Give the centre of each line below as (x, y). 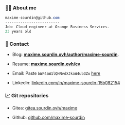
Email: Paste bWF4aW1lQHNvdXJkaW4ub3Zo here (56, 73)
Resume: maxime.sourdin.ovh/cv (46, 64)
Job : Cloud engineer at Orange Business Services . (57, 27)
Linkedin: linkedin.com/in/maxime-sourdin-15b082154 (66, 83)
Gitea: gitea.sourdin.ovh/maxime (45, 108)
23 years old (18, 31)
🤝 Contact (17, 44)
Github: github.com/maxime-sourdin (48, 117)
